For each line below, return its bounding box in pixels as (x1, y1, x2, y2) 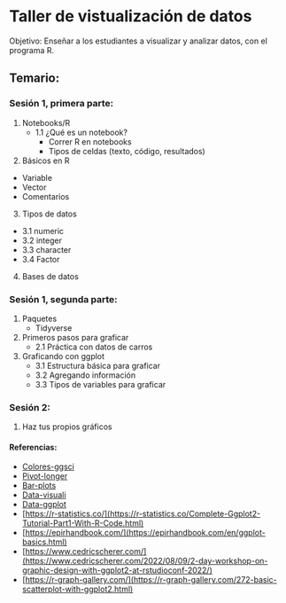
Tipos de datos (21, 208, 77, 219)
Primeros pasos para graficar (21, 332, 129, 342)
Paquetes (21, 313, 58, 324)
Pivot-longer (21, 471, 68, 482)
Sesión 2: (9, 401, 50, 413)
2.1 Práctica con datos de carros (35, 341, 153, 352)
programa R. (9, 44, 55, 55)
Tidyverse (35, 322, 73, 333)
